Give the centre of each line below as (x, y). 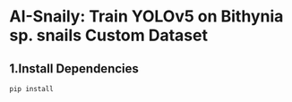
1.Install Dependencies (74, 68)
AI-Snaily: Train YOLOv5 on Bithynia (146, 17)
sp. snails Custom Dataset (109, 35)
